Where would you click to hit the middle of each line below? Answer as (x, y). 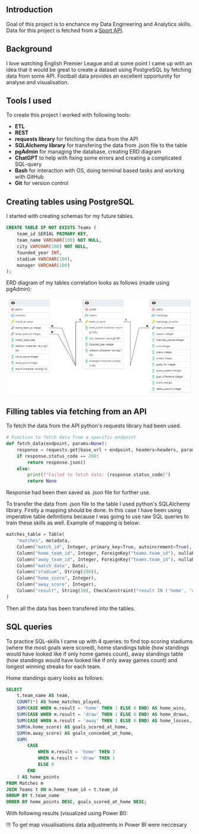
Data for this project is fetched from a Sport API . (65, 30)
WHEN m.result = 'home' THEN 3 (76, 752)
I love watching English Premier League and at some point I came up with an (99, 63)
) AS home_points (38, 777)
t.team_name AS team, (43, 696)
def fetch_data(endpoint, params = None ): (57, 444)
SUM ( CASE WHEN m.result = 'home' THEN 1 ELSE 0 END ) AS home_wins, (102, 708)
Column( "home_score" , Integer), (57, 578)
